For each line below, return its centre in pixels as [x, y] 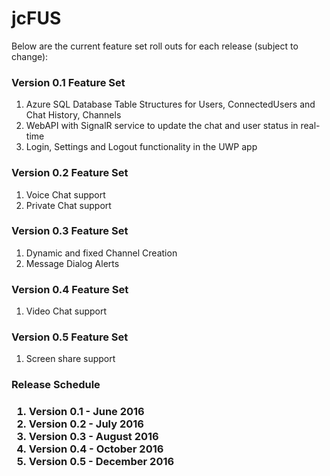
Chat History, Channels [73, 115]
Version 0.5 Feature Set [70, 337]
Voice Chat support [65, 194]
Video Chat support [66, 311]
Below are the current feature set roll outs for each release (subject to [155, 46]
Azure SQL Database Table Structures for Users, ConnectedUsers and [170, 104]
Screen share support [70, 359]
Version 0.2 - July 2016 [86, 424]
